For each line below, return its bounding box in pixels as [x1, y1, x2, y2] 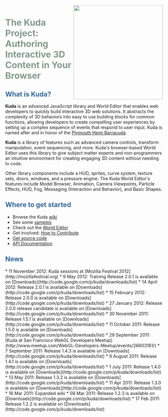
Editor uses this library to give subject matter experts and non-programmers [5, 150, 162, 156]
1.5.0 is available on [5, 327, 45, 333]
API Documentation [12, 240, 52, 246]
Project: [5, 27, 39, 39]
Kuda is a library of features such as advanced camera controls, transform [5, 139, 159, 145]
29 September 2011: [109, 332, 150, 338]
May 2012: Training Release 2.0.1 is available [66, 273, 158, 279]
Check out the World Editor [12, 224, 68, 230]
